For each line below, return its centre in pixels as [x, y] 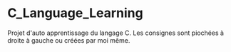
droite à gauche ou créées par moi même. [69, 40]
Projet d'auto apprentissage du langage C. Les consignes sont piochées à [116, 33]
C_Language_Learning [76, 13]
